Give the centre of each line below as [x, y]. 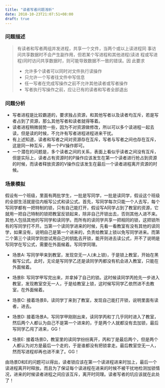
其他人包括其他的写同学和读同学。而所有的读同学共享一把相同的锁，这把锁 [80, 220]
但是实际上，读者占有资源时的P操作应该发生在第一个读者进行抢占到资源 [84, 158]
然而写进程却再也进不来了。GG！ [46, 352]
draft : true [17, 19]
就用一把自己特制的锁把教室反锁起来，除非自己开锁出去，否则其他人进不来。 [82, 214]
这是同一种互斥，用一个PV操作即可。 [50, 145]
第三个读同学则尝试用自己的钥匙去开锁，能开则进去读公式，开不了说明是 [87, 239]
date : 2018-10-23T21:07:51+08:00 [39, 14]
